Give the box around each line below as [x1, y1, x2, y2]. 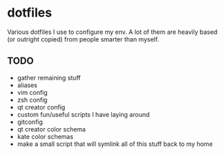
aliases [17, 81, 38, 89]
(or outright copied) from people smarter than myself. [7, 35, 160, 43]
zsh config [17, 95, 48, 104]
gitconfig [17, 118, 44, 126]
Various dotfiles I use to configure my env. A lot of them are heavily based [7, 28, 218, 36]
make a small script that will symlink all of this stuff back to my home [17, 140, 213, 148]
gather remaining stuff [17, 73, 81, 82]
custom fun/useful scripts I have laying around [17, 110, 150, 118]
